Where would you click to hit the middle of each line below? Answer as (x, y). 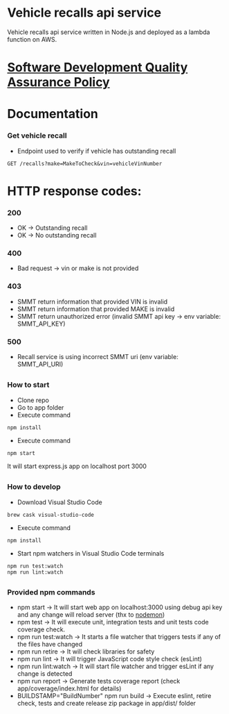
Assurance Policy (58, 82)
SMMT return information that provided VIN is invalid (92, 301)
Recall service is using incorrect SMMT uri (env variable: (98, 356)
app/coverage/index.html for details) (69, 688)
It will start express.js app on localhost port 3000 (77, 466)
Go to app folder (40, 407)
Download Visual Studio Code (59, 502)
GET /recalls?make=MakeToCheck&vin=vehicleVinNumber (85, 164)
